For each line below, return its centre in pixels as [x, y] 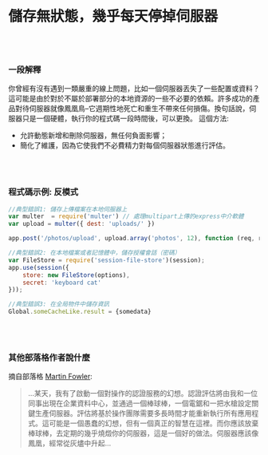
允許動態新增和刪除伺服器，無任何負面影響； [93, 136]
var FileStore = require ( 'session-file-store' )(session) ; [106, 260]
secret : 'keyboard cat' [62, 283]
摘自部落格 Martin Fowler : [51, 377]
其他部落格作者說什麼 [49, 358]
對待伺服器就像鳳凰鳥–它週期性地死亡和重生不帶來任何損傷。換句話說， [132, 109]
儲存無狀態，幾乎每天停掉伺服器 [113, 16]
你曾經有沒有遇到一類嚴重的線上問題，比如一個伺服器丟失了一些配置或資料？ [134, 89]
